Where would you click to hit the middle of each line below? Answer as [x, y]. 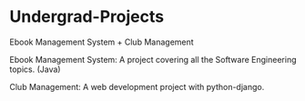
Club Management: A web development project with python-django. [137, 86]
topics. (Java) [35, 69]
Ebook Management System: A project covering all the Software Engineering [153, 59]
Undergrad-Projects [87, 17]
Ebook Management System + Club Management [102, 42]
